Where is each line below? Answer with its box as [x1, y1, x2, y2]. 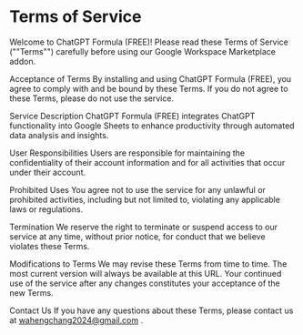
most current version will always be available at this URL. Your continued [9, 268, 282, 279]
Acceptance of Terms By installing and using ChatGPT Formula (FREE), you [9, 73, 292, 84]
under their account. [9, 167, 86, 178]
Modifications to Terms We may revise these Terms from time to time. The [9, 258, 288, 269]
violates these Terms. [9, 240, 90, 251]
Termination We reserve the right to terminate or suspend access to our [9, 221, 278, 232]
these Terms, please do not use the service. [9, 93, 175, 104]
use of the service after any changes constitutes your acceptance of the [9, 278, 280, 289]
